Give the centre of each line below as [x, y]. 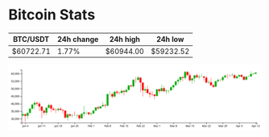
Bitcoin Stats [52, 15]
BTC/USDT [31, 39]
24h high [125, 39]
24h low [170, 39]
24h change [78, 39]
